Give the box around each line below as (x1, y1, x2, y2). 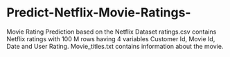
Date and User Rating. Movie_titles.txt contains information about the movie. (6, 42, 224, 50)
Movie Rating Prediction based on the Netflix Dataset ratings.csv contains (6, 27, 217, 36)
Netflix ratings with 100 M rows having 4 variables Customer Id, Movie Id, (6, 34, 215, 43)
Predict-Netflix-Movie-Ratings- (6, 5, 191, 21)
